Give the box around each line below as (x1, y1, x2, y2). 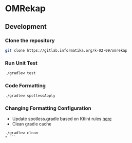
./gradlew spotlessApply (5, 93, 56, 98)
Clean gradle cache (12, 121, 52, 127)
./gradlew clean (5, 130, 38, 136)
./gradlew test (5, 71, 36, 76)
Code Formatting (5, 82, 46, 89)
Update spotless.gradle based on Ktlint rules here (12, 116, 112, 122)
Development (5, 22, 47, 31)
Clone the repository (5, 37, 55, 44)
